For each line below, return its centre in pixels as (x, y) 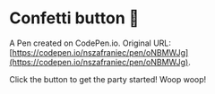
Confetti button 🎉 (74, 18)
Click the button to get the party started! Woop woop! (108, 79)
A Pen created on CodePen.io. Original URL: (90, 43)
